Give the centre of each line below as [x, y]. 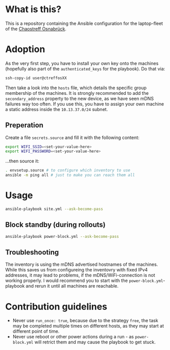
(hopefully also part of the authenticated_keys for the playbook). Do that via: [85, 68]
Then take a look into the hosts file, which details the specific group [76, 88]
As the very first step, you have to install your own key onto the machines [82, 63]
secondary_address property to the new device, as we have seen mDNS [79, 98]
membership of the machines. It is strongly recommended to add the [77, 93]
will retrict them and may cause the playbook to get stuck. [95, 342]
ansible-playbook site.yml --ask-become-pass [54, 209]
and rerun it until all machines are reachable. [72, 286]
